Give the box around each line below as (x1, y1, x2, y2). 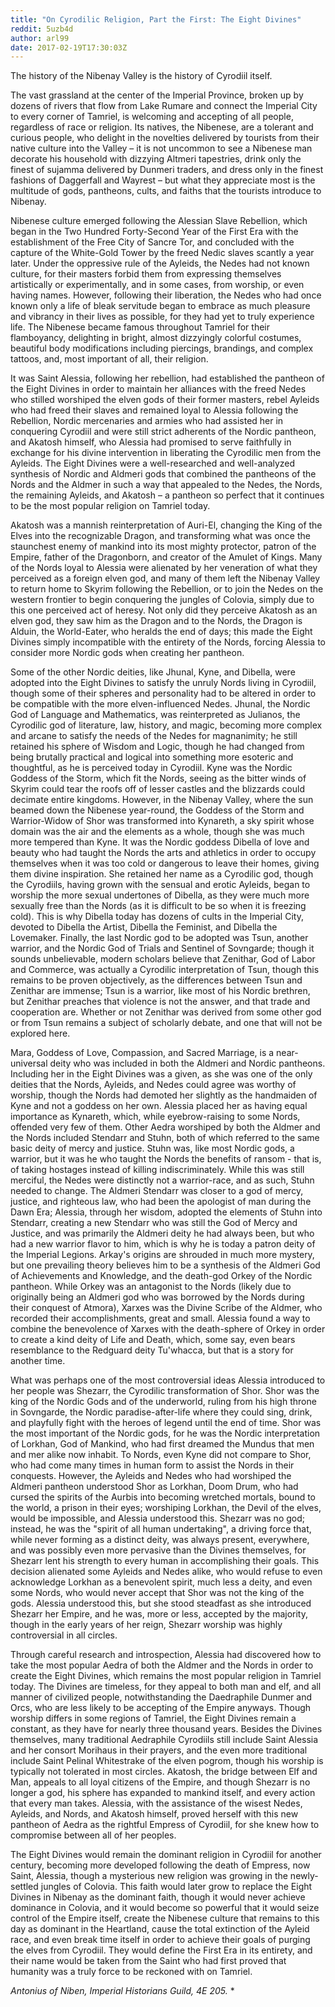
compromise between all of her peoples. (10, 1829, 177, 1841)
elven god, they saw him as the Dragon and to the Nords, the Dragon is (10, 615, 303, 627)
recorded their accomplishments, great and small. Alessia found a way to (10, 1312, 311, 1325)
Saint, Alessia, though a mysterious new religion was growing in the (10, 1870, 288, 1882)
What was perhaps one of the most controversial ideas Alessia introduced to (10, 1374, 326, 1386)
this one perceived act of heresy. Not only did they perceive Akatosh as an (10, 604, 318, 616)
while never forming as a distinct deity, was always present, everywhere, (10, 1534, 310, 1546)
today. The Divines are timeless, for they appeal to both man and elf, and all (10, 1681, 322, 1693)
